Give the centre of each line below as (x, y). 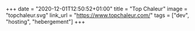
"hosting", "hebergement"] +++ (45, 22)
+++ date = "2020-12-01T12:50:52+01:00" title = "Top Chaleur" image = (97, 9)
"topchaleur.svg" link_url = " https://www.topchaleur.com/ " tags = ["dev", (97, 15)
